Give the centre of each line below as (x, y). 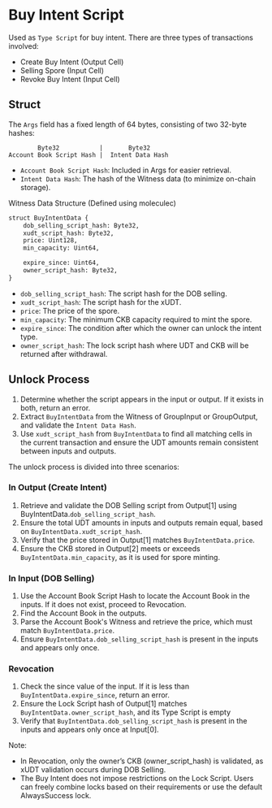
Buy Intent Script (66, 15)
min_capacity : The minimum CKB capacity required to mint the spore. (136, 319)
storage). (35, 187)
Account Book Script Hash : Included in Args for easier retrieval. (125, 170)
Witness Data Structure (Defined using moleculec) (93, 203)
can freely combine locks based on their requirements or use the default (141, 787)
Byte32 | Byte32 (94, 148)
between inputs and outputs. (68, 451)
